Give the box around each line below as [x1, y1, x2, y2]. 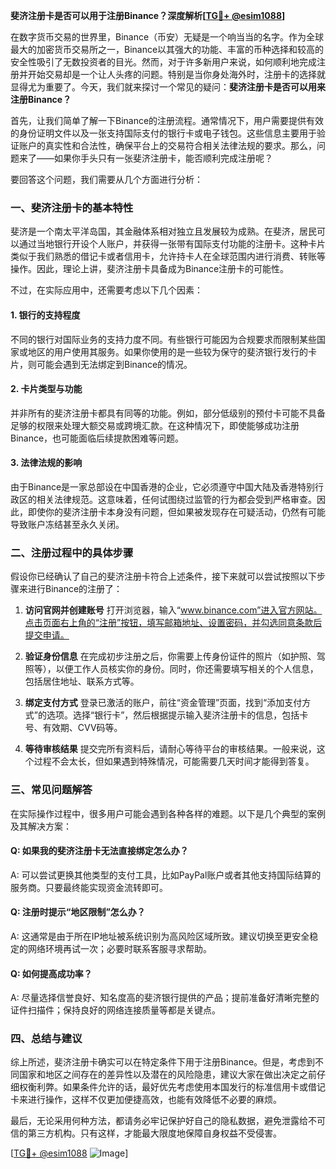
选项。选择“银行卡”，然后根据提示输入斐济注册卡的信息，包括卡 [46, 709, 309, 721]
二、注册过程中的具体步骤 [10, 545, 134, 559]
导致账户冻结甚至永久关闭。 [10, 518, 125, 530]
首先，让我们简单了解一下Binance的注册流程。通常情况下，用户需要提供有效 [10, 115, 325, 126]
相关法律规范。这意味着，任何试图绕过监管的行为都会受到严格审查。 [36, 493, 317, 505]
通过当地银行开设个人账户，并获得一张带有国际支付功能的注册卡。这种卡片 [18, 238, 326, 250]
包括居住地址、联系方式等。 [24, 675, 140, 688]
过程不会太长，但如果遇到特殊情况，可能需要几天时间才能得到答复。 [33, 755, 315, 768]
